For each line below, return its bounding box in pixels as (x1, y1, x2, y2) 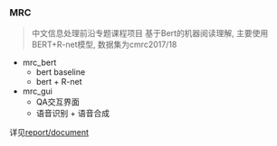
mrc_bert (22, 57, 57, 68)
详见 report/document (9, 127, 89, 138)
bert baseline (35, 67, 86, 78)
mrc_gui (22, 86, 53, 96)
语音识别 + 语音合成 (35, 108, 110, 119)
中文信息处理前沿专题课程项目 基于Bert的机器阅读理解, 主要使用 (31, 28, 269, 39)
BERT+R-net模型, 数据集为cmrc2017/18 (31, 39, 177, 50)
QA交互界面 (35, 96, 80, 107)
